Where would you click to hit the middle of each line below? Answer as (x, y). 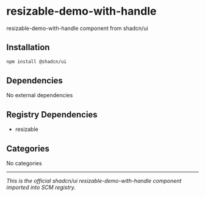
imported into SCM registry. (41, 187)
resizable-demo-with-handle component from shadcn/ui (77, 28)
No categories (24, 163)
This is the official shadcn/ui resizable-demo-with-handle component (94, 181)
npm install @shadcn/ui (37, 61)
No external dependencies (40, 95)
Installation (28, 47)
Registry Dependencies (52, 114)
